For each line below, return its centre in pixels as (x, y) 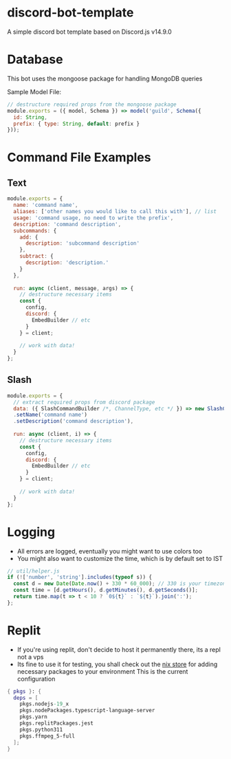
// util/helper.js (33, 571)
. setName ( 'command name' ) (51, 415)
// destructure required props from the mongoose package (92, 104)
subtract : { (36, 256)
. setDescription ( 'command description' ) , (74, 421)
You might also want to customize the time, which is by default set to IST (120, 558)
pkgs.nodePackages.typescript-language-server (87, 711)
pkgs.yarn (34, 717)
